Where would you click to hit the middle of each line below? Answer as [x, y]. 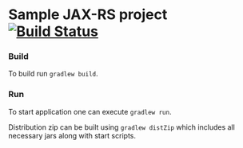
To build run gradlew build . [53, 74]
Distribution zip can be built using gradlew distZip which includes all [122, 127]
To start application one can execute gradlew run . [90, 111]
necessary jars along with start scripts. [72, 135]
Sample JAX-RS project [88, 15]
